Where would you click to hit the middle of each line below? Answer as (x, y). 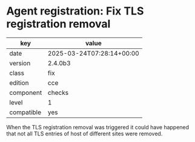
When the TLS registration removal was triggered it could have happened (98, 127)
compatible (25, 112)
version (20, 63)
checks (58, 92)
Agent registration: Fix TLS (75, 11)
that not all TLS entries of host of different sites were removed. (84, 134)
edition (19, 83)
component (26, 92)
